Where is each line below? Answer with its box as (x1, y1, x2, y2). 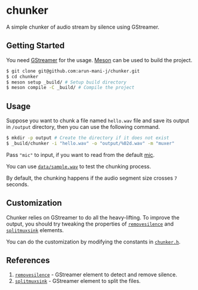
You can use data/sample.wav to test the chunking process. (6, 162, 151, 170)
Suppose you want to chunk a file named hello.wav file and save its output (6, 117, 190, 124)
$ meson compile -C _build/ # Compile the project (6, 85, 135, 91)
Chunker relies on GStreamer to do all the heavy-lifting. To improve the (6, 214, 180, 221)
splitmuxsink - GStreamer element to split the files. (14, 277, 141, 285)
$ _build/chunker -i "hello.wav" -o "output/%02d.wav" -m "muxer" (6, 140, 175, 146)
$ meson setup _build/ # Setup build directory (6, 79, 127, 85)
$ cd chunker (6, 73, 39, 79)
